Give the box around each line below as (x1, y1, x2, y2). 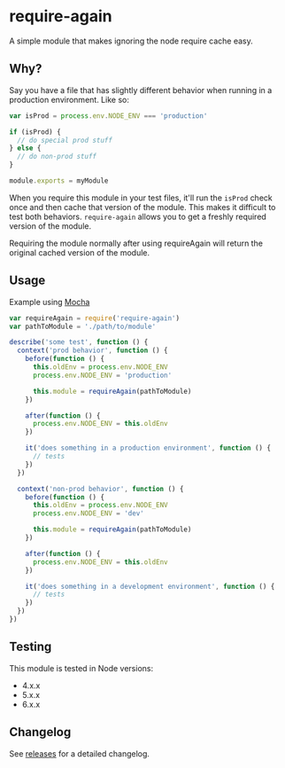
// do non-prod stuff (17, 153, 97, 161)
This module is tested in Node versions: (9, 662, 153, 673)
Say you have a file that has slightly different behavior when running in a (9, 84, 273, 95)
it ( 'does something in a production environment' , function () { (25, 443, 272, 453)
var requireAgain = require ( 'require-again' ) (9, 313, 180, 323)
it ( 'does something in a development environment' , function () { (25, 582, 275, 591)
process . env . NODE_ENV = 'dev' (32, 509, 144, 518)
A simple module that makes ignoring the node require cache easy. (9, 35, 254, 46)
